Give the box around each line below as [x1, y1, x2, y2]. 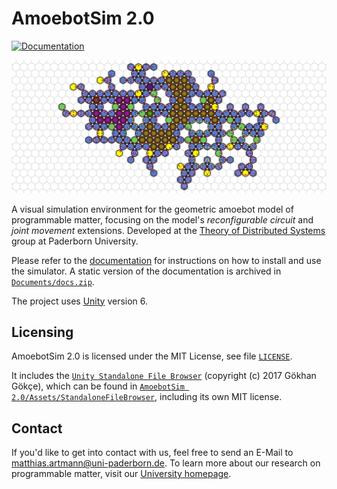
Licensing [11, 323, 74, 341]
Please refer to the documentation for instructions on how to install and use [11, 254, 322, 266]
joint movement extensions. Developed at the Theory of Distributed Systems [11, 224, 326, 236]
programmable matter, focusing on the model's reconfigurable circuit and [11, 213, 314, 226]
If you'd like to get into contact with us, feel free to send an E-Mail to [11, 447, 294, 459]
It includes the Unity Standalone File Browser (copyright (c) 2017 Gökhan [11, 370, 317, 382]
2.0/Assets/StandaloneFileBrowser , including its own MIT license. [11, 391, 283, 403]
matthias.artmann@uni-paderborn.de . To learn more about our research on [11, 457, 321, 469]
